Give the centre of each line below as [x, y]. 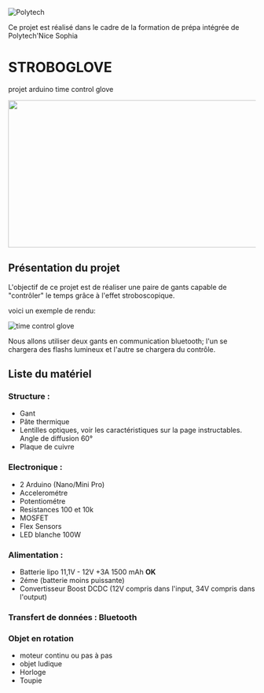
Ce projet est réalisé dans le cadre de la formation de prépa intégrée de [124, 27]
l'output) [33, 597]
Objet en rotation [41, 638]
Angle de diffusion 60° [56, 438]
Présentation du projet [64, 268]
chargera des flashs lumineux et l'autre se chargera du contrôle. [112, 349]
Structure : [29, 397]
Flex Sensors [40, 526]
